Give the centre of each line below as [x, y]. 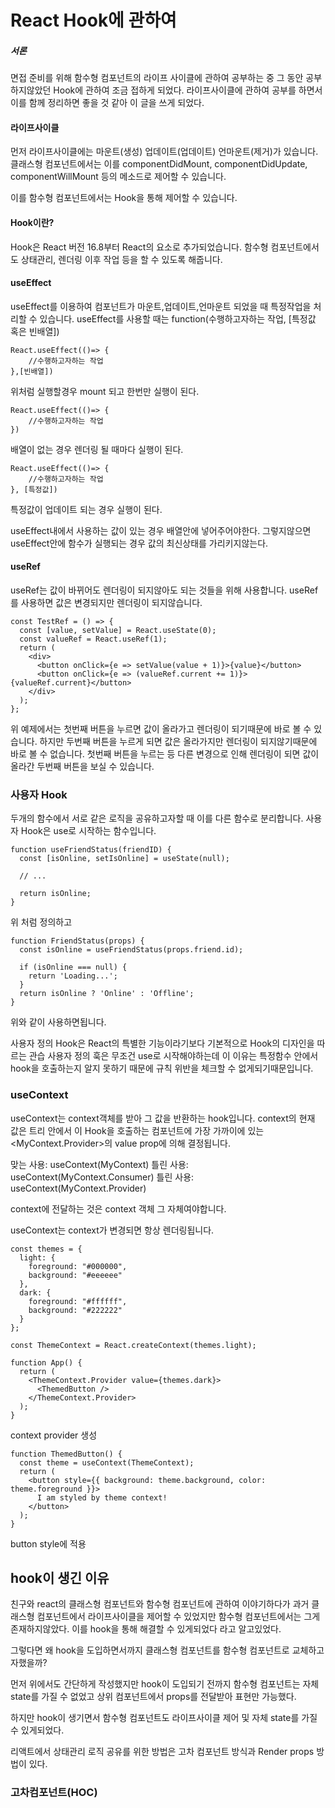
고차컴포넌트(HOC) [54, 1793]
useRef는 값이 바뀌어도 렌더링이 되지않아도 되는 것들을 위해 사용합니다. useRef [164, 590]
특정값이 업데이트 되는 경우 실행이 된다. [86, 509]
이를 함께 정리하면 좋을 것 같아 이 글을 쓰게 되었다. [107, 103]
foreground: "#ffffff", [78, 1301]
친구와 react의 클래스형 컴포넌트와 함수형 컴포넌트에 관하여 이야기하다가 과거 [160, 1604]
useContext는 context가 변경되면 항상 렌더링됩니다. [112, 1230]
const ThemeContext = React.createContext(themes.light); [133, 1345]
